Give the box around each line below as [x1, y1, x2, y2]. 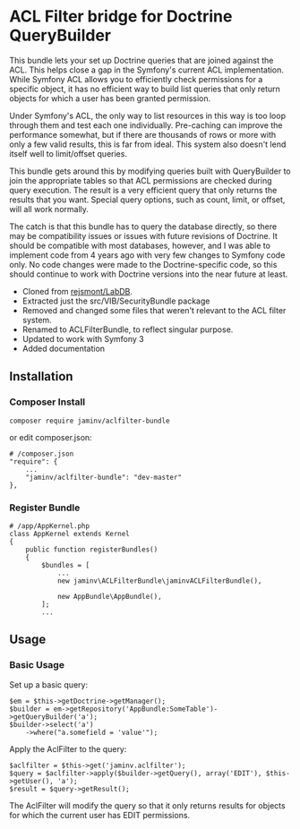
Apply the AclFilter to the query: [9, 743, 127, 754]
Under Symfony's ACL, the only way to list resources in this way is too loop [9, 110, 287, 121]
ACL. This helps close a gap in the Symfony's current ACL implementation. [9, 64, 285, 75]
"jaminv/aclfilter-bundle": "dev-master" [25, 473, 182, 482]
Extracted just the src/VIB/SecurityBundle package [21, 295, 210, 306]
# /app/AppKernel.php [9, 521, 90, 530]
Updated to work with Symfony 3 [21, 333, 145, 344]
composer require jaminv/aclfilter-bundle [9, 416, 170, 425]
